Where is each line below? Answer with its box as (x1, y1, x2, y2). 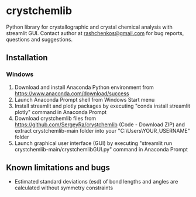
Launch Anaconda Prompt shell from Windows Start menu (14, 96, 155, 103)
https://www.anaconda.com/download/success (14, 89, 129, 97)
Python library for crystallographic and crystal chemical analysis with (6, 23, 173, 30)
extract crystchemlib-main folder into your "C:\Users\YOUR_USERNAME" (14, 127, 190, 134)
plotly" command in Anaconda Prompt (14, 108, 107, 115)
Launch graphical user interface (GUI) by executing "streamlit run (14, 139, 173, 147)
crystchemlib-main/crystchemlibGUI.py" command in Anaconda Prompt (14, 146, 188, 153)
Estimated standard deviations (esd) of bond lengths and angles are (14, 178, 178, 185)
